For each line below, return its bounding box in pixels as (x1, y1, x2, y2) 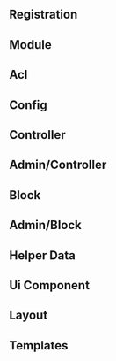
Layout (9, 308, 48, 323)
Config (9, 97, 47, 112)
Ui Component (9, 278, 91, 293)
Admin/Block (9, 218, 82, 233)
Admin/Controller (9, 157, 107, 173)
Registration (9, 7, 78, 22)
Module (9, 37, 52, 52)
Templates (9, 338, 69, 353)
